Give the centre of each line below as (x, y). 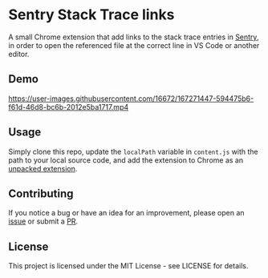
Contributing (41, 193)
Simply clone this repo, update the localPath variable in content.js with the (133, 151)
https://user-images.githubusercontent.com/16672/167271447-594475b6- (131, 99)
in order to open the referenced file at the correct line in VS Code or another (134, 45)
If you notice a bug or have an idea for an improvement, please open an (126, 213)
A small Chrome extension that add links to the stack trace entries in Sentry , (134, 37)
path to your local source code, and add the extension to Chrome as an (126, 160)
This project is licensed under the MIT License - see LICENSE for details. (128, 266)
